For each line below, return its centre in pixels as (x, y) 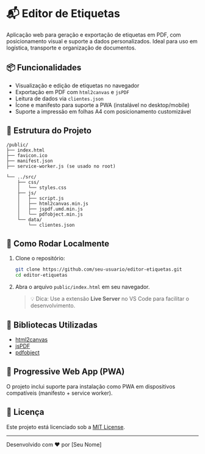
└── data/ (30, 219)
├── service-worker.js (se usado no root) (61, 166)
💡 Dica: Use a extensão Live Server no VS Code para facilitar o (110, 299)
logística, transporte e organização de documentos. (71, 48)
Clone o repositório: (40, 258)
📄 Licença (25, 412)
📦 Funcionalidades (44, 68)
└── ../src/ (21, 177)
